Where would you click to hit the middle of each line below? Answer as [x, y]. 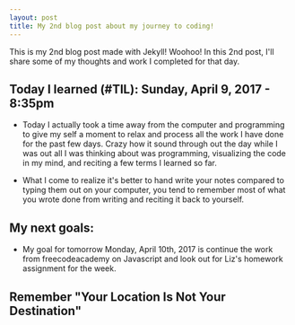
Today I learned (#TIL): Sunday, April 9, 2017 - [140, 89]
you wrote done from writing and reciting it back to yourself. [133, 199]
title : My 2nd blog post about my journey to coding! [112, 26]
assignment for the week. [69, 268]
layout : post [34, 18]
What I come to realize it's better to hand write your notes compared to [153, 180]
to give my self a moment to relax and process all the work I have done [153, 135]
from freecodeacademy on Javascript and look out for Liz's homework [153, 259]
